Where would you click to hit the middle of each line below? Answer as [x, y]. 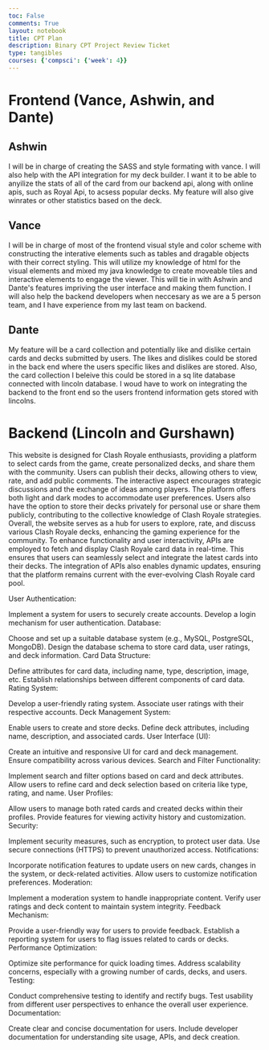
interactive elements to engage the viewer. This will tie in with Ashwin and [130, 279]
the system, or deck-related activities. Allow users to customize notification [133, 874]
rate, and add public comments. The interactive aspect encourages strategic [135, 481]
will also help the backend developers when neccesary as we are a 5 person [134, 296]
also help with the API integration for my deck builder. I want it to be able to [132, 174]
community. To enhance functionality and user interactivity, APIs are [121, 541]
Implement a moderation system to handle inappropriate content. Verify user [134, 898]
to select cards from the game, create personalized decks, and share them [132, 464]
